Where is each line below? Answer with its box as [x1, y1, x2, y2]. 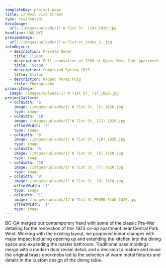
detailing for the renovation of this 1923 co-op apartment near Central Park [5, 225, 159, 232]
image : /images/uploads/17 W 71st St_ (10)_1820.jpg [14, 137, 126, 142]
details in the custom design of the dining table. [5, 257, 103, 263]
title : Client [14, 53, 43, 59]
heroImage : [5, 21, 28, 26]
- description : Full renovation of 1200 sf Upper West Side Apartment [9, 58, 159, 63]
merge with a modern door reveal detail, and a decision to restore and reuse [5, 247, 161, 253]
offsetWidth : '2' [14, 123, 50, 128]
